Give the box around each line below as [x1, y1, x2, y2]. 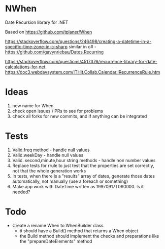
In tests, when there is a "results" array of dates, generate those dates [12, 173, 155, 179]
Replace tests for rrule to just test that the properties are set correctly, [12, 163, 154, 168]
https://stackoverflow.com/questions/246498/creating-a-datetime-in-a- [5, 38, 152, 44]
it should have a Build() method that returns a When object [19, 228, 139, 234]
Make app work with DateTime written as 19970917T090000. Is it [12, 183, 144, 189]
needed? [12, 189, 31, 195]
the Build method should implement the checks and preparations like [19, 233, 159, 239]
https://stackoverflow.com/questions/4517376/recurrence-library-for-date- [5, 58, 158, 64]
